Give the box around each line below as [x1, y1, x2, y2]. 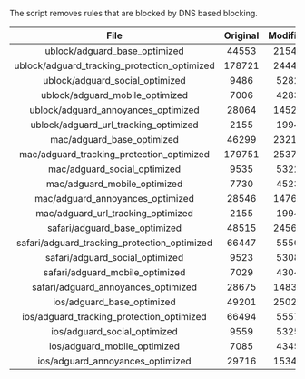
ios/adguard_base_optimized [53, 295, 176, 308]
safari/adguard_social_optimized [44, 252, 184, 264]
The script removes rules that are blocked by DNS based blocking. [9, 8, 259, 18]
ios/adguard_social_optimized [51, 325, 179, 337]
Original [223, 29, 260, 42]
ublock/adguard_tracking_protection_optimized [14, 59, 215, 72]
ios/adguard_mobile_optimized [48, 340, 180, 353]
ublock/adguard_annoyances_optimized [29, 104, 200, 116]
